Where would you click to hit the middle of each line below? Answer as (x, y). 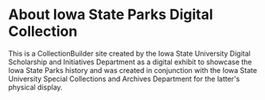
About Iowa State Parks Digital (111, 15)
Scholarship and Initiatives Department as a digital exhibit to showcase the (130, 62)
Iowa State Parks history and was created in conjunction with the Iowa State (132, 70)
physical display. (35, 87)
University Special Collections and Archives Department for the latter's (124, 79)
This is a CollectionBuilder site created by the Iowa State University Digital (129, 53)
